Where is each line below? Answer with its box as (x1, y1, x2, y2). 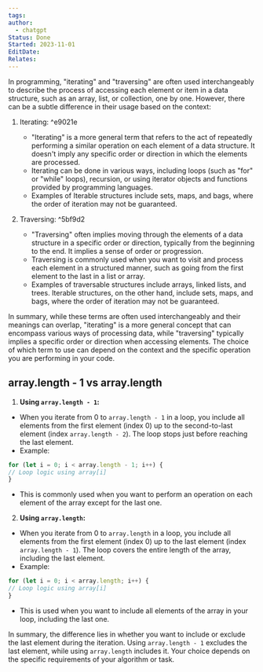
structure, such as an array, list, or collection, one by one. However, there (8, 94, 246, 103)
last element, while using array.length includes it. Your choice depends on (8, 646, 250, 655)
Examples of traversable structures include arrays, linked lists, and (31, 280, 247, 289)
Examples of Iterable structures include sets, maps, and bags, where (31, 190, 254, 200)
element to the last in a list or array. (31, 271, 145, 281)
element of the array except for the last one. (19, 498, 163, 508)
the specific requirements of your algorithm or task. (8, 654, 175, 664)
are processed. (31, 157, 81, 167)
